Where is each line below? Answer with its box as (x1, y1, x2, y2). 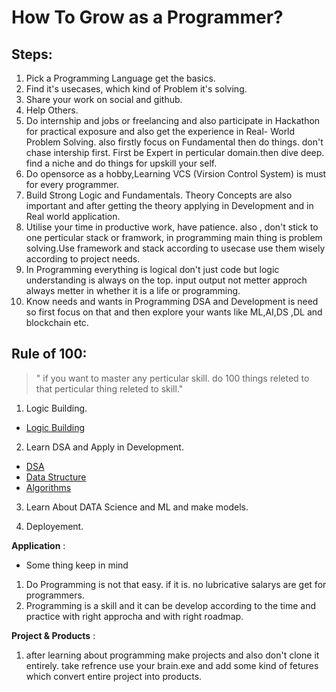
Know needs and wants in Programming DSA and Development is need (25, 296, 319, 307)
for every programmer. (25, 179, 119, 190)
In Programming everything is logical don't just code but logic (25, 264, 280, 275)
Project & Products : (11, 629, 96, 641)
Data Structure (25, 471, 87, 483)
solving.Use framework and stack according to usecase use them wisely (25, 242, 326, 254)
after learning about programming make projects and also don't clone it (25, 649, 320, 661)
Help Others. (25, 104, 79, 116)
